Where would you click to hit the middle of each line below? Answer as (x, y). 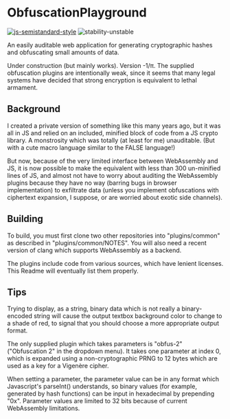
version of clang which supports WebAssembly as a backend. (94, 250)
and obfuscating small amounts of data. (63, 52)
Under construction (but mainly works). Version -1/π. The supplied (101, 65)
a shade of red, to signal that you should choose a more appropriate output (113, 324)
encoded (20, 316)
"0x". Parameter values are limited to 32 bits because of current (97, 401)
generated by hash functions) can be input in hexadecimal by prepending (111, 394)
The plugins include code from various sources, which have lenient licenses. (115, 263)
